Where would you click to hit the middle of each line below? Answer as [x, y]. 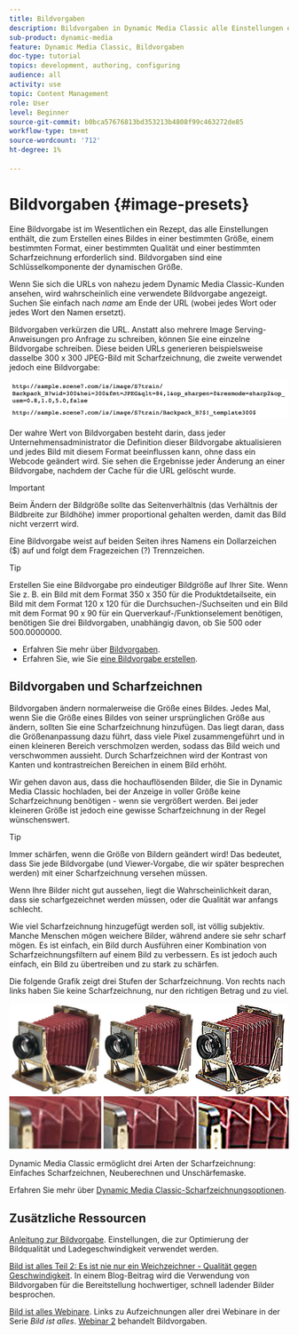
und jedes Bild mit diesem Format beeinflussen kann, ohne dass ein [133, 452]
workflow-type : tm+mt [49, 131]
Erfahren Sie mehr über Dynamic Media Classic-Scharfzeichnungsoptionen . [148, 1190]
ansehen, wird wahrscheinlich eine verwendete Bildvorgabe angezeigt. [138, 293]
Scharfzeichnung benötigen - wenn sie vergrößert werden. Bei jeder [134, 800]
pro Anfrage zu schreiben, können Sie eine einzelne [156, 338]
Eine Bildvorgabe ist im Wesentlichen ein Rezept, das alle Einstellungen [139, 229]
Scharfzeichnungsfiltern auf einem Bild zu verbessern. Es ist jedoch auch [143, 954]
